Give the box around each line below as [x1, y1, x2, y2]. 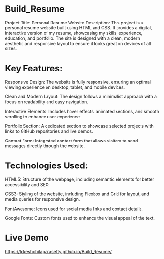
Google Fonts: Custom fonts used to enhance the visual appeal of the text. [5, 215, 155, 221]
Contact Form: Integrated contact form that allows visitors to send [5, 138, 138, 143]
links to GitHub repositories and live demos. [5, 128, 93, 134]
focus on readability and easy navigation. [5, 99, 88, 105]
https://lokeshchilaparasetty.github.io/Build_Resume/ [5, 248, 112, 254]
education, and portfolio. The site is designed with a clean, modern [5, 35, 141, 41]
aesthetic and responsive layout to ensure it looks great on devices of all [5, 40, 151, 46]
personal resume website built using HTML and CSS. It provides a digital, [5, 24, 152, 30]
